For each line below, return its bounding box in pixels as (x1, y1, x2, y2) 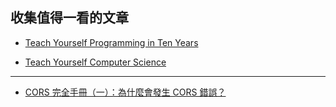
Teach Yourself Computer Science (24, 56, 167, 68)
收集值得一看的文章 (10, 9, 129, 27)
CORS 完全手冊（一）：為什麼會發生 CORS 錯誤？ (24, 86, 227, 98)
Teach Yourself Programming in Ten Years (24, 36, 199, 48)
